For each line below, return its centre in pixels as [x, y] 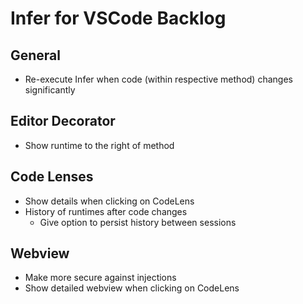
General [36, 55]
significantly [50, 90]
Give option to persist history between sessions [138, 222]
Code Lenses [52, 177]
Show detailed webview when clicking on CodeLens [132, 288]
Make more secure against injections [100, 278]
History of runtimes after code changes [106, 211]
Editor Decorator [63, 121]
